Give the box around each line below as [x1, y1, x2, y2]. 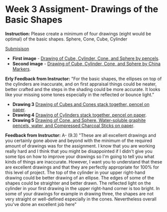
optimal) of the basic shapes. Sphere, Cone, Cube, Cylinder [5, 36, 128, 42]
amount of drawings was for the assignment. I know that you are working [5, 142, 156, 148]
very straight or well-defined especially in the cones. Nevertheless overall [5, 196, 157, 202]
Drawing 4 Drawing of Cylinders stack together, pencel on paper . [12, 111, 147, 118]
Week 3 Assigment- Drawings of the [5, 3, 159, 15]
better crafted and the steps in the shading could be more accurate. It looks [5, 86, 161, 92]
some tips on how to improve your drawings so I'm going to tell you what [5, 153, 155, 159]
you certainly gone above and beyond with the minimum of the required [5, 137, 153, 143]
